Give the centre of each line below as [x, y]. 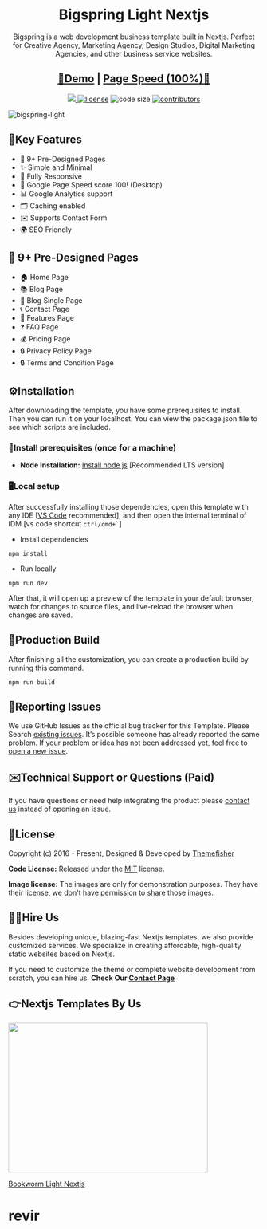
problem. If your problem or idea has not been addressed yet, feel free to [128, 743]
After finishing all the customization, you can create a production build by [128, 659]
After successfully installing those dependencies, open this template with [128, 506]
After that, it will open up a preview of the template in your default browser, [131, 598]
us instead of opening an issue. [60, 809]
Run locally [38, 569]
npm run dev [28, 583]
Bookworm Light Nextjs [47, 1184]
